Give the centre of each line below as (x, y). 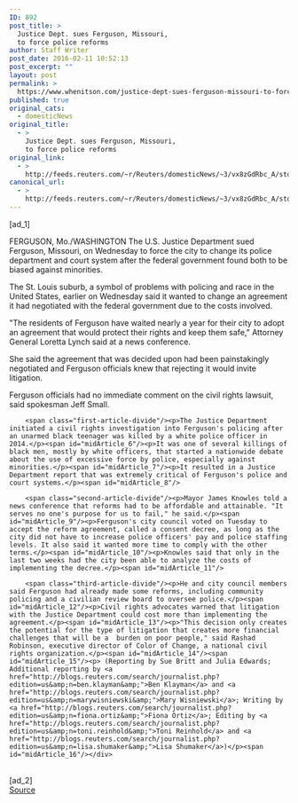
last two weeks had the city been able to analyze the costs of (130, 560)
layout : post (33, 75)
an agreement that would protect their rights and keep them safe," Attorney (146, 332)
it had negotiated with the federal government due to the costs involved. (141, 305)
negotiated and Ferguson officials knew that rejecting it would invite (133, 368)
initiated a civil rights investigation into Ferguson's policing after (146, 428)
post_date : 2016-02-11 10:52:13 (69, 59)
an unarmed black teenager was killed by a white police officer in (138, 436)
